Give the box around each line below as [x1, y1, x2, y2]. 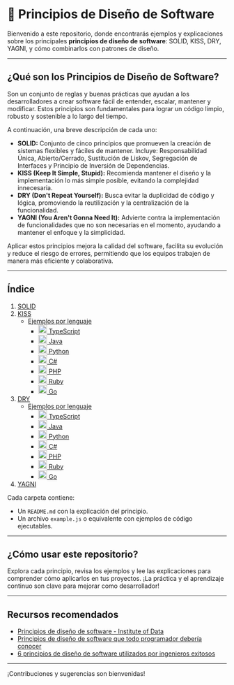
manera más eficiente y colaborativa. [7, 257, 114, 265]
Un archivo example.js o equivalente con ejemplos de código [17, 514, 193, 523]
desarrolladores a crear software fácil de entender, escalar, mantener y [7, 97, 211, 106]
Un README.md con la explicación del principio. [17, 507, 148, 515]
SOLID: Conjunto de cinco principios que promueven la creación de [17, 139, 211, 147]
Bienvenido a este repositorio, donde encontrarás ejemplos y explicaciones [7, 29, 224, 38]
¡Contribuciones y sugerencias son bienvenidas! [7, 670, 146, 678]
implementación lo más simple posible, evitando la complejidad [17, 176, 199, 185]
